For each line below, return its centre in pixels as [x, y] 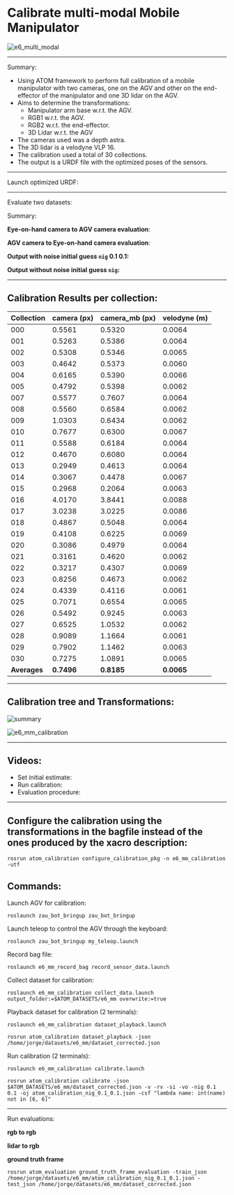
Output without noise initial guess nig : [64, 269]
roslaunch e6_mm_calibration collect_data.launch [81, 993]
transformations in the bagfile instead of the [105, 832]
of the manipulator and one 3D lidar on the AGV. [110, 95]
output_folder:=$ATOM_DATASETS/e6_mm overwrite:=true [87, 999]
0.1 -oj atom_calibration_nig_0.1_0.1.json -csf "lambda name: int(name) [117, 1093]
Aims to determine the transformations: [73, 103]
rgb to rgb [22, 1132]
